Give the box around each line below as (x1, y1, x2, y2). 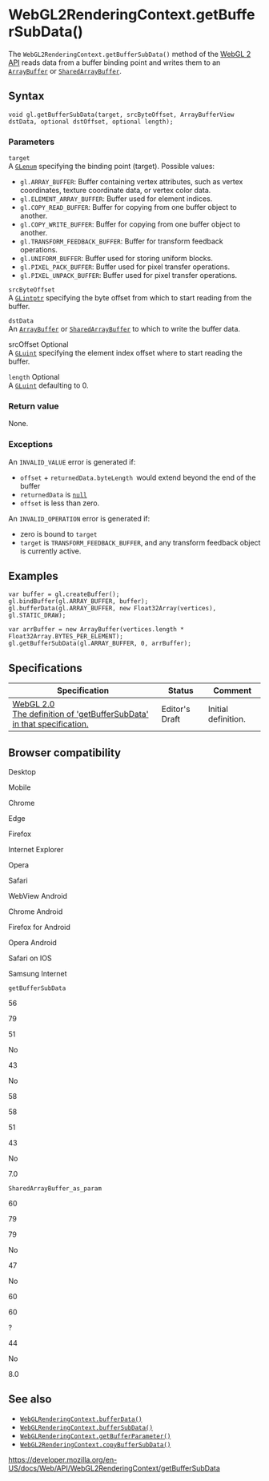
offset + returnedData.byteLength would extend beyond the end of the (19, 473, 256, 482)
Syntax (8, 90, 45, 103)
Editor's (161, 703, 191, 714)
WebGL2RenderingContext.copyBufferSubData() (19, 1440, 171, 1449)
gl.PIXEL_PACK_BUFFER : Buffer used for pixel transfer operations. (19, 262, 231, 272)
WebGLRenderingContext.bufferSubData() (19, 1423, 154, 1431)
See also (8, 1392, 52, 1407)
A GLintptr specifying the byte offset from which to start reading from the (8, 293, 252, 303)
